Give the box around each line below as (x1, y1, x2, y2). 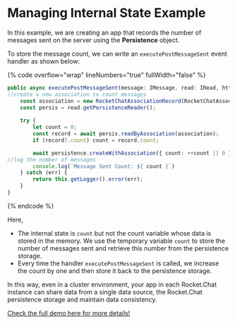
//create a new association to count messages (7, 90, 147, 98)
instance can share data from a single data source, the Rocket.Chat (7, 287, 203, 296)
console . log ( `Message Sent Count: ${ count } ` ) (32, 162, 175, 170)
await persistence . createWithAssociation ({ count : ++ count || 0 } (32, 150, 232, 157)
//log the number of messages (7, 156, 97, 163)
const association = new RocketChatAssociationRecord (20, 97, 181, 104)
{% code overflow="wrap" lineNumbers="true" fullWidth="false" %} (7, 71, 207, 79)
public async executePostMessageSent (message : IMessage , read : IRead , (7, 84, 219, 91)
